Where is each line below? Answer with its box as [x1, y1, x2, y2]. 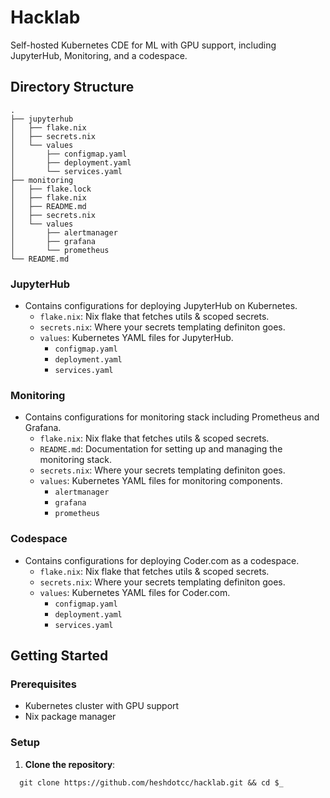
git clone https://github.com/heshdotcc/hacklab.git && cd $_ [19, 777, 284, 788]
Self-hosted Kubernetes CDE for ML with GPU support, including [10, 39, 277, 51]
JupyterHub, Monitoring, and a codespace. [10, 49, 188, 61]
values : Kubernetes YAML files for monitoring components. [39, 475, 283, 487]
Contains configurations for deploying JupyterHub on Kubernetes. [24, 300, 298, 312]
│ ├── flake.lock [10, 184, 92, 194]
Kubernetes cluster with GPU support [24, 700, 180, 712]
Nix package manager [24, 711, 117, 723]
